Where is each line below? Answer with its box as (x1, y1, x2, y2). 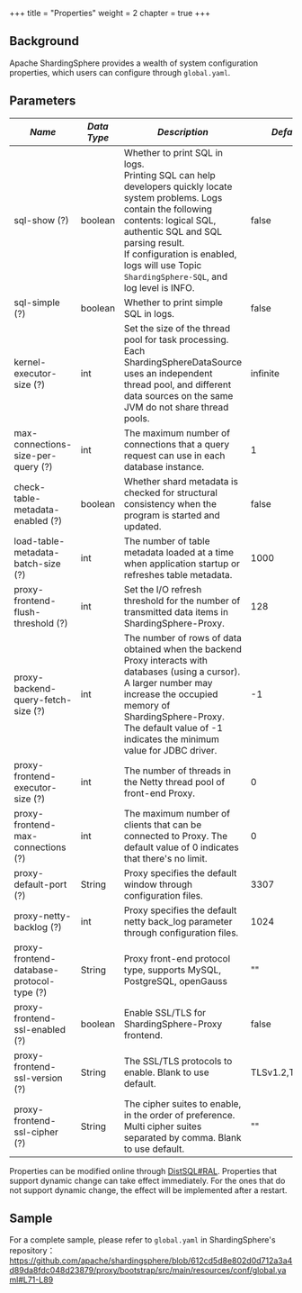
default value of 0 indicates (123, 841, 240, 854)
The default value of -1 (123, 721, 223, 734)
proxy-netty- (13, 909, 72, 922)
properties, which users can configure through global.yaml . (9, 67, 231, 77)
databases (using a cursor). (123, 665, 241, 678)
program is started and (123, 509, 220, 521)
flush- (13, 605, 41, 618)
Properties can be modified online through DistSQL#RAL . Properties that (9, 1165, 277, 1176)
